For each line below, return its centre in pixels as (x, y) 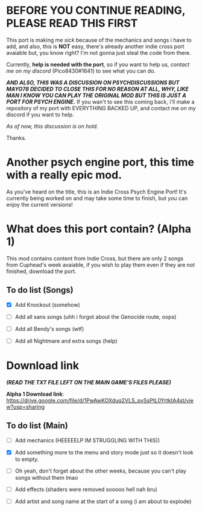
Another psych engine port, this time (100, 162)
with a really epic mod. (64, 175)
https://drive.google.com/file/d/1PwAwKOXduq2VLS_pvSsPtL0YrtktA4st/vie (100, 400)
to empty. (27, 459)
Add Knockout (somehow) (47, 304)
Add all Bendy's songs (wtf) (49, 328)
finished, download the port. (41, 271)
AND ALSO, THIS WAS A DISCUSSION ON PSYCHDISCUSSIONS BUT (93, 83)
